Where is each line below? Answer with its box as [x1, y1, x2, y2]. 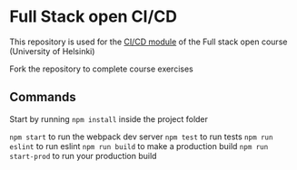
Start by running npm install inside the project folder [9, 113, 209, 124]
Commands [9, 90, 77, 105]
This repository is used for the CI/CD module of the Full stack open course [9, 36, 288, 47]
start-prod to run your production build [9, 150, 157, 161]
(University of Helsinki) [9, 45, 95, 56]
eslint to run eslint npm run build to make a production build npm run [9, 140, 269, 151]
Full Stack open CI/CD [9, 6, 177, 27]
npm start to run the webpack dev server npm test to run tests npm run [9, 131, 273, 142]
